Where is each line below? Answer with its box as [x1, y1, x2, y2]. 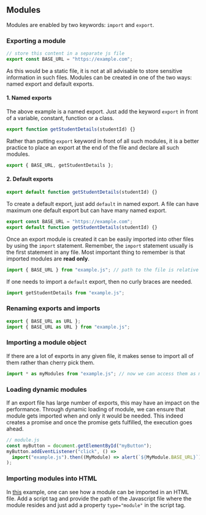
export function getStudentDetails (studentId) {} [6, 126, 136, 132]
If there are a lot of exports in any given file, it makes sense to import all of [6, 352, 194, 359]
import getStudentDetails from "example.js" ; [6, 289, 124, 296]
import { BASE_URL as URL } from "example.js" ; [6, 324, 131, 330]
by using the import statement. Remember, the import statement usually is [6, 242, 194, 249]
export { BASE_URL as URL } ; [6, 318, 81, 324]
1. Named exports [6, 94, 52, 102]
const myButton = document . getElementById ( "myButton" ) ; [6, 443, 152, 449]
